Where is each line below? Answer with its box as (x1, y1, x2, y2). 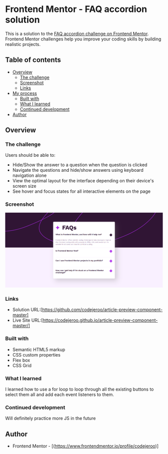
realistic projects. (5, 41, 41, 47)
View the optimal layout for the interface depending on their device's (12, 178, 154, 184)
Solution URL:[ (12, 307, 42, 313)
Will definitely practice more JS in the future (5, 416, 96, 422)
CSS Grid (12, 362, 31, 368)
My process (12, 90, 37, 96)
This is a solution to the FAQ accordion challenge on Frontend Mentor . (5, 30, 149, 36)
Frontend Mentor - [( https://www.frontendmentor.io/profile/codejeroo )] (12, 443, 159, 449)
